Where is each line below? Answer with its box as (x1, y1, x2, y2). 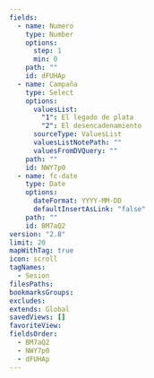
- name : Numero (17, 21, 74, 30)
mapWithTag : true (9, 246, 74, 255)
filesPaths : (9, 279, 54, 288)
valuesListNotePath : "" (32, 138, 123, 147)
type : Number (25, 30, 74, 39)
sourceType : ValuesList (32, 130, 123, 139)
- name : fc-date (17, 171, 78, 180)
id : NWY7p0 (25, 163, 66, 172)
